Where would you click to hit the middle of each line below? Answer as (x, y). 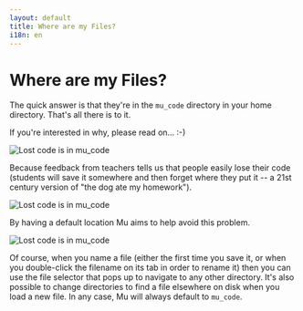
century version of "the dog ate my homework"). (101, 187)
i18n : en (26, 35)
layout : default (40, 18)
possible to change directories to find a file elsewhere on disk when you (145, 287)
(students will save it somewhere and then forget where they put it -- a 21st (151, 178)
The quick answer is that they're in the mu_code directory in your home (141, 105)
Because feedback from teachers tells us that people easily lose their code (150, 168)
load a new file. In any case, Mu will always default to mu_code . (126, 296)
